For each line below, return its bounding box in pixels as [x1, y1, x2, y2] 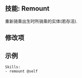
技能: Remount [5, 4, 49, 13]
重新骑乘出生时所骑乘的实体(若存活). [5, 18, 78, 24]
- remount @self [5, 69, 38, 74]
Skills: [5, 65, 21, 70]
